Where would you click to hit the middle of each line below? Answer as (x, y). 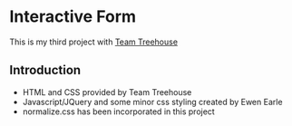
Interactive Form (73, 17)
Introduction (45, 70)
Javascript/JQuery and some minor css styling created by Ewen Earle (152, 102)
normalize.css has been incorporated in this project (118, 111)
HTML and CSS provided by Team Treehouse (107, 92)
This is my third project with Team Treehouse (94, 42)
